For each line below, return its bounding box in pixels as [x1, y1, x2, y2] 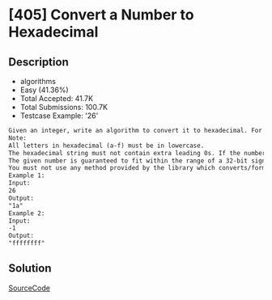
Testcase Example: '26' [19, 111, 99, 120]
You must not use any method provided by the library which [8, 164, 216, 172]
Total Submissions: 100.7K [19, 103, 108, 112]
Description [8, 55, 69, 69]
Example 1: [8, 171, 45, 180]
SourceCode [8, 283, 51, 293]
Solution [8, 261, 52, 276]
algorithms [19, 77, 57, 86]
